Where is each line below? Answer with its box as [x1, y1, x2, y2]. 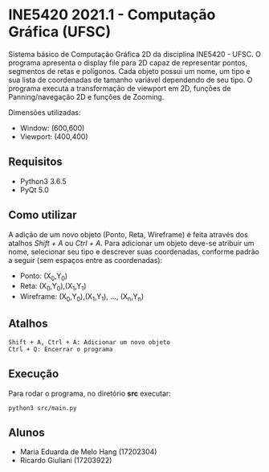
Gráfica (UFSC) [8, 23, 111, 41]
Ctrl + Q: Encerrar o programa [8, 345, 113, 353]
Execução [8, 367, 59, 381]
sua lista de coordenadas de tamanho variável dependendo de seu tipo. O [8, 75, 253, 84]
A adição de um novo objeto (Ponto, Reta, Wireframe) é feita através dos [8, 229, 249, 239]
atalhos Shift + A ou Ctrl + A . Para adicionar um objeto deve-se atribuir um [8, 238, 255, 248]
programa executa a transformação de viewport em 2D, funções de [8, 83, 231, 93]
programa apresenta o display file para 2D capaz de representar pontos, [8, 58, 247, 68]
